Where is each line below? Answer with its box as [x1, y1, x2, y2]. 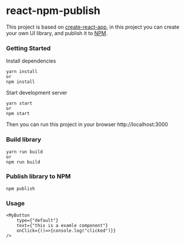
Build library [6, 135, 41, 144]
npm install [6, 79, 35, 85]
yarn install [6, 69, 38, 75]
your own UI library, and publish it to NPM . [6, 29, 108, 36]
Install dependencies [6, 57, 57, 65]
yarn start [6, 100, 33, 106]
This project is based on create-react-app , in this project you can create [6, 23, 180, 30]
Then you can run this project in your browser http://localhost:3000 [6, 121, 168, 128]
